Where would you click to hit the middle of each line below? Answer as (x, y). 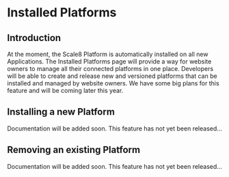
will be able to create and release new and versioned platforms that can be (112, 76)
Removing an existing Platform (74, 150)
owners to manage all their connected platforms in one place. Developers (110, 69)
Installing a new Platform (61, 112)
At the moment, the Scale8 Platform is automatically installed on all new (108, 54)
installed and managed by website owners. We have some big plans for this (113, 83)
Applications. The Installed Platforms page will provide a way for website (109, 62)
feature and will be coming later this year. (65, 91)
